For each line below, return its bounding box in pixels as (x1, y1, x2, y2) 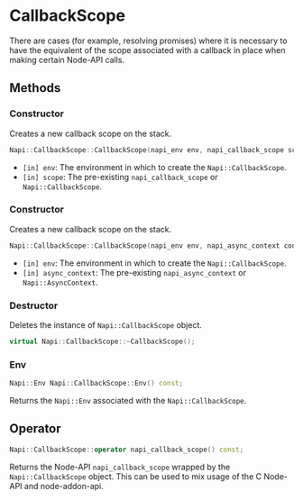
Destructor (9, 299, 59, 312)
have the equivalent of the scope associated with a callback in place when (9, 44, 286, 55)
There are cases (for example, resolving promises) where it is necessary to (9, 35, 288, 46)
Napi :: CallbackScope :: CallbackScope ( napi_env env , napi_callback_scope (9, 145, 284, 154)
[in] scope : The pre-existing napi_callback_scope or (22, 171, 218, 182)
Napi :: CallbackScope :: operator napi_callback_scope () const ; (9, 445, 244, 454)
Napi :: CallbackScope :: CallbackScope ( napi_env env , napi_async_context (9, 241, 280, 250)
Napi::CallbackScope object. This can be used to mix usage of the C (9, 470, 262, 482)
